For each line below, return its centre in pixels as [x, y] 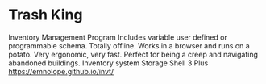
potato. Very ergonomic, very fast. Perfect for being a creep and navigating [133, 54]
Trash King [46, 15]
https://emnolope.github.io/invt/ [61, 71]
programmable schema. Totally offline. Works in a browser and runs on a [129, 45]
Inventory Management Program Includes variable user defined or [118, 37]
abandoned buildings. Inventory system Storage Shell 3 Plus [108, 63]
